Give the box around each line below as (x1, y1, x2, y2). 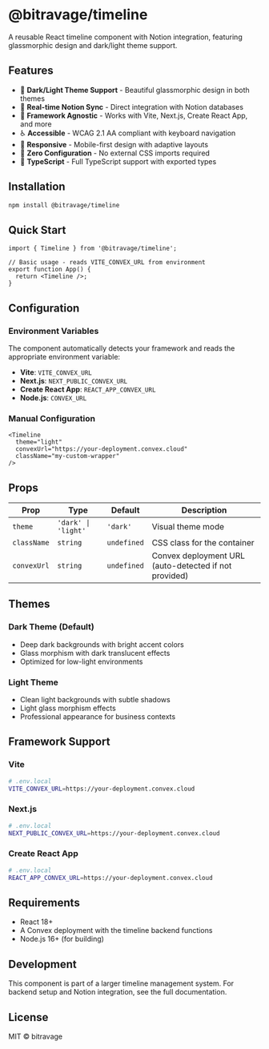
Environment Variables (8, 325, 99, 336)
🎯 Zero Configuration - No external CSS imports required (19, 148, 211, 158)
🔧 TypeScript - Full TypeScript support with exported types (19, 156, 217, 166)
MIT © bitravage (8, 1031, 62, 1041)
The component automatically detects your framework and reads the (8, 343, 235, 353)
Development (8, 957, 78, 971)
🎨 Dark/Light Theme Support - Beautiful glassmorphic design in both (19, 85, 250, 94)
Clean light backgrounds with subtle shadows (19, 695, 171, 705)
